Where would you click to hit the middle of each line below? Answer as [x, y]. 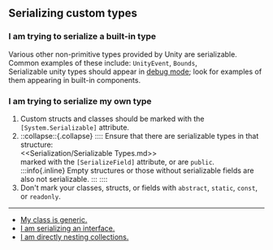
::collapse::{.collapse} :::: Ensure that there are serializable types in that [139, 136]
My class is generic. [54, 219]
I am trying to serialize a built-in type [82, 37]
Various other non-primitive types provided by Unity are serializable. [123, 54]
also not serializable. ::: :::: [64, 179]
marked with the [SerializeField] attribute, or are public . [117, 162]
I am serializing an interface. [67, 228]
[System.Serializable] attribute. [75, 127]
